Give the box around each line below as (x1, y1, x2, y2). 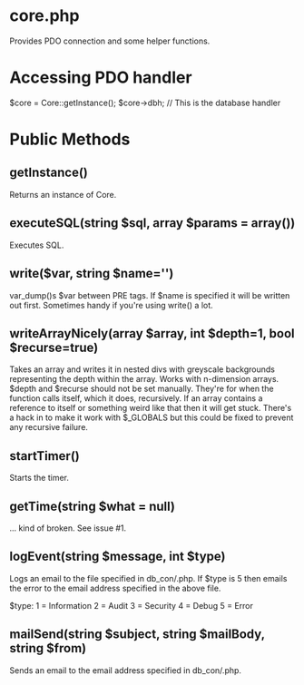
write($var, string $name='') (9, 266, 174, 281)
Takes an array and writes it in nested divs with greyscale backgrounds (9, 364, 275, 375)
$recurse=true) (9, 339, 99, 355)
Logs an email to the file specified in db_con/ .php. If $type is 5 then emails (9, 572, 288, 583)
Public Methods (9, 129, 131, 150)
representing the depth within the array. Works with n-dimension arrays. (9, 374, 279, 385)
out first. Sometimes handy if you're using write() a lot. (9, 299, 213, 310)
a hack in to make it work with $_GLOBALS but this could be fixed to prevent (9, 412, 294, 423)
